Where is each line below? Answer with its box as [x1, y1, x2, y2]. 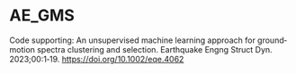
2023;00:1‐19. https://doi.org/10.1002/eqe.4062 [9, 53, 184, 64]
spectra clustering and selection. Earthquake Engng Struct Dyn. [37, 44, 273, 54]
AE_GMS [9, 5, 75, 26]
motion [9, 44, 36, 54]
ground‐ [257, 35, 288, 45]
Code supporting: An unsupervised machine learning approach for [9, 35, 256, 45]
